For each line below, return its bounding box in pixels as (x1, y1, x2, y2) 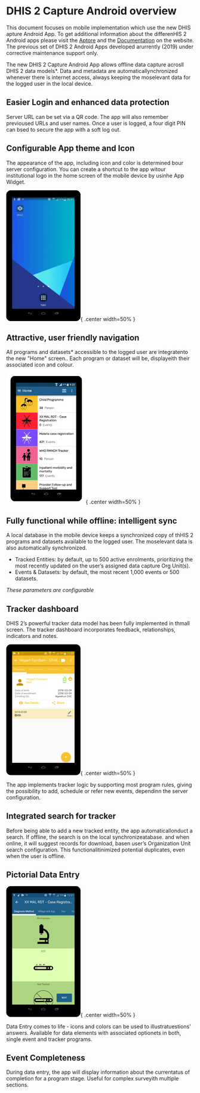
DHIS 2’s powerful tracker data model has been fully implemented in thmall (6, 620, 190, 627)
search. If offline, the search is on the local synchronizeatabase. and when (6, 833, 190, 841)
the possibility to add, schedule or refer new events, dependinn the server (6, 787, 188, 795)
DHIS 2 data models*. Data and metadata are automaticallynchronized (6, 67, 178, 74)
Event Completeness (6, 1053, 85, 1063)
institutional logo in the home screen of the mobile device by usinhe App (6, 172, 184, 179)
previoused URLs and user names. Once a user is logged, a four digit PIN (6, 120, 186, 127)
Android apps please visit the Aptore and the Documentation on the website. (6, 36, 194, 44)
